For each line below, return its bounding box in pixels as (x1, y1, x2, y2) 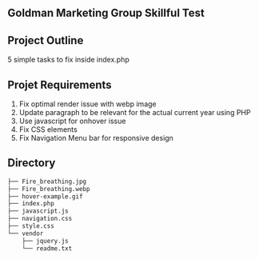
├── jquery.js (22, 237, 69, 245)
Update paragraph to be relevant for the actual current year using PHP (18, 108, 251, 118)
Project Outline (7, 34, 84, 47)
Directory (7, 156, 56, 170)
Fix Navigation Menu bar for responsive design (18, 133, 173, 143)
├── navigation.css (7, 215, 73, 223)
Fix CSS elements (18, 125, 78, 134)
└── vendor (7, 229, 44, 237)
